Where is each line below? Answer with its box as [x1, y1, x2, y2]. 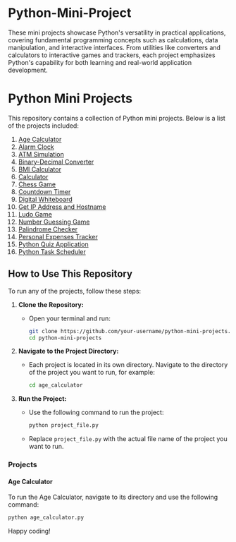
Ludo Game [18, 210, 52, 218]
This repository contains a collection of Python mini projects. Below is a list [8, 114, 226, 122]
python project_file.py [28, 422, 99, 429]
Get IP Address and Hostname [18, 203, 106, 211]
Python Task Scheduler [18, 247, 87, 255]
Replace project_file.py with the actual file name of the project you [28, 435, 228, 443]
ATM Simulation [18, 150, 64, 158]
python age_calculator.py [8, 514, 84, 522]
